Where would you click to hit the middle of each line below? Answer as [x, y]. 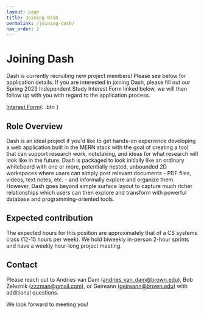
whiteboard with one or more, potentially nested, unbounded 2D [87, 167]
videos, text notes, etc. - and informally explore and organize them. [90, 180]
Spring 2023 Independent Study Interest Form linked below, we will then [97, 89]
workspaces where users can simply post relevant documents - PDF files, [99, 173]
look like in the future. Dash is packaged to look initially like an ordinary [95, 160]
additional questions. [33, 292]
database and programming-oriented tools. [60, 199]
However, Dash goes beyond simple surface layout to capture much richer [100, 186]
